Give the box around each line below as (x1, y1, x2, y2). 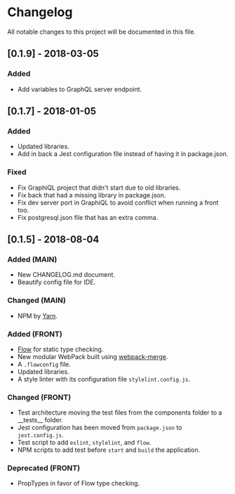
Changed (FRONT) (7, 392, 72, 402)
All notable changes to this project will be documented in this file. (7, 27, 196, 36)
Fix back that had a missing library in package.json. (17, 190, 166, 199)
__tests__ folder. (17, 416, 63, 424)
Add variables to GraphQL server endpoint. (17, 85, 142, 93)
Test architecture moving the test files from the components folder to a (17, 408, 222, 417)
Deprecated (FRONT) (7, 463, 81, 473)
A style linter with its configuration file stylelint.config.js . (17, 375, 191, 383)
